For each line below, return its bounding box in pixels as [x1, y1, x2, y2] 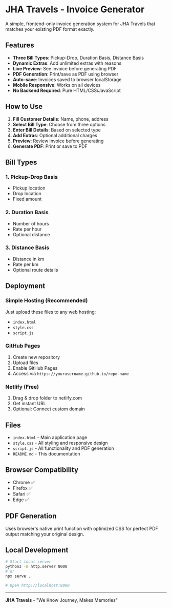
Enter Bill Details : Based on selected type [12, 127, 101, 133]
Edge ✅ [12, 497, 29, 503]
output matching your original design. [5, 530, 84, 537]
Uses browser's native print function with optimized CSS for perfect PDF [5, 525, 159, 531]
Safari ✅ [12, 490, 31, 497]
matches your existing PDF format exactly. [5, 26, 95, 32]
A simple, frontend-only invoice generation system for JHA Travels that [5, 21, 156, 27]
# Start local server [5, 559, 52, 564]
